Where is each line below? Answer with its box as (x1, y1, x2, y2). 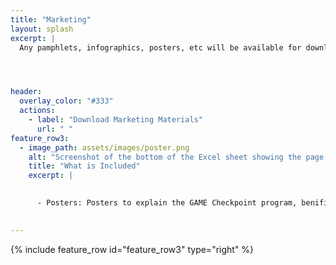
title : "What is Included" (28, 161, 141, 171)
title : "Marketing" (10, 14, 92, 25)
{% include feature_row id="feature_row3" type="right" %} (10, 243, 255, 255)
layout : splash (10, 24, 74, 34)
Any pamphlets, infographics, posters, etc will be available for (19, 42, 302, 53)
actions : (19, 106, 56, 116)
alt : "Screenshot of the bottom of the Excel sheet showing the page (28, 152, 325, 162)
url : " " (36, 124, 74, 134)
